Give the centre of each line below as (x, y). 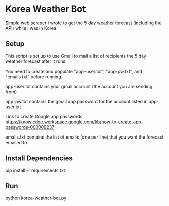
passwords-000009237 (30, 127)
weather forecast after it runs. (36, 61)
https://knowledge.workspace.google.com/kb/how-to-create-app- (74, 122)
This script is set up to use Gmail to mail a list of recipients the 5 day (76, 56)
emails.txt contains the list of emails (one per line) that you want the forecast (84, 137)
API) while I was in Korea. (31, 28)
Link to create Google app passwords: (45, 116)
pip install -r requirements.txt (35, 170)
